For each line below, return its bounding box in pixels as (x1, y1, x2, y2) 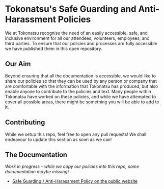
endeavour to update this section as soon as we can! (5, 136, 112, 142)
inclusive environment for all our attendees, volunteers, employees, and (5, 35, 150, 41)
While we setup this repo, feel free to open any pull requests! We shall (5, 131, 147, 137)
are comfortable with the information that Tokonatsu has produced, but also (5, 83, 158, 89)
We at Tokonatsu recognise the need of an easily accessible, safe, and (5, 30, 148, 36)
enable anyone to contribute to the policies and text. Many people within (5, 88, 151, 94)
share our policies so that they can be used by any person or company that (5, 78, 157, 84)
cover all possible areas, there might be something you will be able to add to (5, 99, 160, 105)
